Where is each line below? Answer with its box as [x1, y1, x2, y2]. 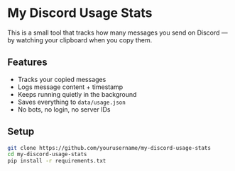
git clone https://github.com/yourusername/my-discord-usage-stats [7, 144, 212, 151]
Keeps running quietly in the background [17, 90, 137, 98]
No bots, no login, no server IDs [17, 105, 111, 114]
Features [7, 57, 48, 69]
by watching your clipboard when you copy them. [7, 35, 153, 44]
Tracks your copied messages [17, 75, 106, 83]
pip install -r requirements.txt [7, 158, 106, 165]
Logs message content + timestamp [17, 83, 124, 91]
